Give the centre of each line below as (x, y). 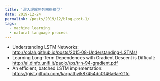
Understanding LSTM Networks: (45, 47)
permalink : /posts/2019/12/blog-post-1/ (48, 19)
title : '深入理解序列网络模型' (34, 10)
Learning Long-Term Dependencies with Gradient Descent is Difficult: (83, 57)
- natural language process (39, 33)
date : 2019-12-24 (23, 14)
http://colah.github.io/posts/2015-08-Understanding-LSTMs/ (75, 52)
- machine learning (30, 28)
